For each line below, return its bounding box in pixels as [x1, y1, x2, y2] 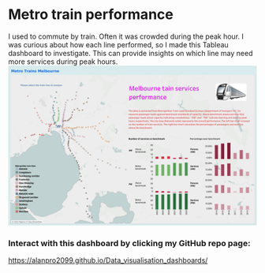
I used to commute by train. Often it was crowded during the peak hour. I [8, 32, 244, 41]
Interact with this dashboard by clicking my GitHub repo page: [8, 237, 251, 249]
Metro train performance [8, 6, 174, 24]
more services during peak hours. [8, 57, 118, 66]
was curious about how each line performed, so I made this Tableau [8, 39, 229, 49]
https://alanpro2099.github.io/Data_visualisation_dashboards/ [8, 256, 208, 265]
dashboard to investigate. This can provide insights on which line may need [8, 48, 253, 58]
